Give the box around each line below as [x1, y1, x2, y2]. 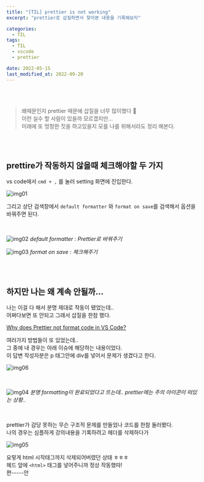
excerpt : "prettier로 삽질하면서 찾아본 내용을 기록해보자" [6, 15, 141, 21]
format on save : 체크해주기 [29, 248, 98, 256]
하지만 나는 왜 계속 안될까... [6, 286, 104, 297]
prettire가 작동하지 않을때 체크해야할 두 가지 [6, 160, 164, 170]
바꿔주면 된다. [6, 210, 40, 218]
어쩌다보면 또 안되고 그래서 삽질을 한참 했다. [6, 312, 111, 319]
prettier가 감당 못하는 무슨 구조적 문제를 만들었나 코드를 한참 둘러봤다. [6, 421, 173, 429]
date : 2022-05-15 [6, 65, 51, 71]
